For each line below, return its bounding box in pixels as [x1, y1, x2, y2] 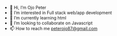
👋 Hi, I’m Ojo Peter [9, 5, 47, 10]
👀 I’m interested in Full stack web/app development [9, 10, 112, 16]
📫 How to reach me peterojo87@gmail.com [9, 26, 98, 31]
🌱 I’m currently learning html [9, 15, 67, 20]
